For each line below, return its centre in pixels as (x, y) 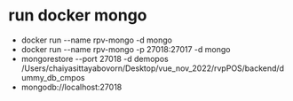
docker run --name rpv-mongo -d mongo (96, 40)
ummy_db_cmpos (53, 77)
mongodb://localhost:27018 (71, 87)
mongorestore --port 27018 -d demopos (95, 58)
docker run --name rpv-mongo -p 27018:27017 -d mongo (126, 49)
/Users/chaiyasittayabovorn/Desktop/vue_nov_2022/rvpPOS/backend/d (153, 68)
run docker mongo (78, 16)
